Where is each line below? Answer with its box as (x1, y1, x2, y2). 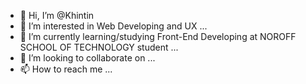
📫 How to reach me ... (19, 63, 113, 75)
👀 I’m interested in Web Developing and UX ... (19, 20, 208, 32)
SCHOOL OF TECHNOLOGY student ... (19, 41, 179, 53)
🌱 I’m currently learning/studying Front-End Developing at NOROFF (19, 31, 297, 42)
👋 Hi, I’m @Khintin (19, 10, 95, 21)
